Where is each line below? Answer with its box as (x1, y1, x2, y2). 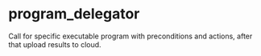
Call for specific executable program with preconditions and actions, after (8, 31, 253, 41)
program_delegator (8, 5, 140, 23)
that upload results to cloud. (8, 39, 102, 49)
